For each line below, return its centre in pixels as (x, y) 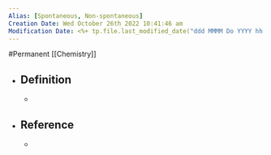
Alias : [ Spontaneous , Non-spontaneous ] (76, 16)
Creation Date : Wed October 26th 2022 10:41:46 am (96, 24)
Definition (45, 79)
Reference (47, 125)
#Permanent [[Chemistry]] (52, 54)
